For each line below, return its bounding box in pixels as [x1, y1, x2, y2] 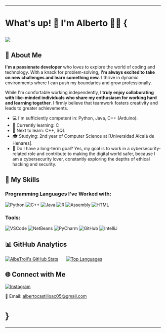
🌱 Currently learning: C [12, 122, 59, 128]
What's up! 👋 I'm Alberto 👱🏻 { [5, 18, 127, 29]
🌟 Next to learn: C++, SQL [12, 127, 66, 133]
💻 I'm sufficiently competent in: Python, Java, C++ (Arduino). [12, 115, 138, 121]
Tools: [5, 214, 21, 221]
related [12, 151, 27, 157]
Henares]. [12, 140, 33, 146]
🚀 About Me [5, 51, 42, 59]
